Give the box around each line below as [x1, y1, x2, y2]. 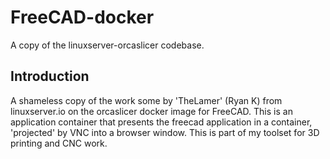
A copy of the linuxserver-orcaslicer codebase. [10, 39, 205, 51]
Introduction [10, 68, 90, 85]
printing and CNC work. [10, 137, 108, 149]
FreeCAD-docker [10, 6, 155, 29]
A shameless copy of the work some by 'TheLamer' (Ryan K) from [10, 94, 283, 106]
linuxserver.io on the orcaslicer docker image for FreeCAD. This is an [10, 105, 293, 117]
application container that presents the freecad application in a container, [10, 116, 313, 128]
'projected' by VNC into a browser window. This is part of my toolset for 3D [10, 126, 320, 138]
